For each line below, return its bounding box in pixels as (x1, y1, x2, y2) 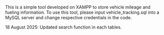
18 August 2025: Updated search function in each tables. (5, 24, 122, 30)
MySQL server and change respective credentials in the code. (5, 15, 132, 20)
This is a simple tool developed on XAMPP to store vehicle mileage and (5, 4, 151, 10)
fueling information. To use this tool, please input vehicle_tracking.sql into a (5, 9, 160, 15)
